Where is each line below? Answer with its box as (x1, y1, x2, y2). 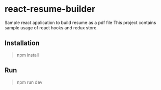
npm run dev (16, 79, 43, 85)
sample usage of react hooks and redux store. (4, 24, 98, 30)
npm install (16, 52, 39, 58)
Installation (4, 39, 40, 47)
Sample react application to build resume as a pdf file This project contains (4, 20, 157, 25)
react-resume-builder (4, 3, 96, 15)
